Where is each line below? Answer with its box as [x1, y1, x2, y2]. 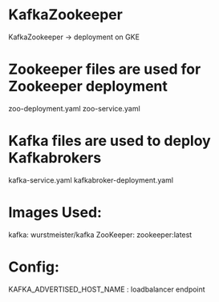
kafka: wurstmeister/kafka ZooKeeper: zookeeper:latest [8, 230, 193, 240]
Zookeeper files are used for [8, 60, 201, 79]
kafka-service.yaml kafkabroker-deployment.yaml [8, 175, 174, 185]
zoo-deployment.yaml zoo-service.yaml [8, 103, 140, 113]
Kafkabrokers [8, 149, 102, 167]
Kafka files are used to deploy [8, 132, 211, 150]
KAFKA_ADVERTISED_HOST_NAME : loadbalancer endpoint [8, 284, 206, 294]
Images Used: [8, 203, 103, 221]
